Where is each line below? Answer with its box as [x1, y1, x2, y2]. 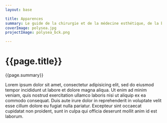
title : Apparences [5, 16, 43, 21]
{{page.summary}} [5, 72, 44, 78]
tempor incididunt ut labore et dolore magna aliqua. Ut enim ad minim [5, 87, 147, 93]
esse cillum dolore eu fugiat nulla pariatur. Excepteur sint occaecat [5, 103, 142, 109]
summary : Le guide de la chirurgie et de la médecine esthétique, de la [5, 21, 159, 26]
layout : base [5, 7, 32, 12]
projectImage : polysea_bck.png [5, 30, 70, 35]
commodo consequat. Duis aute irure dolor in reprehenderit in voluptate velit [5, 98, 162, 104]
